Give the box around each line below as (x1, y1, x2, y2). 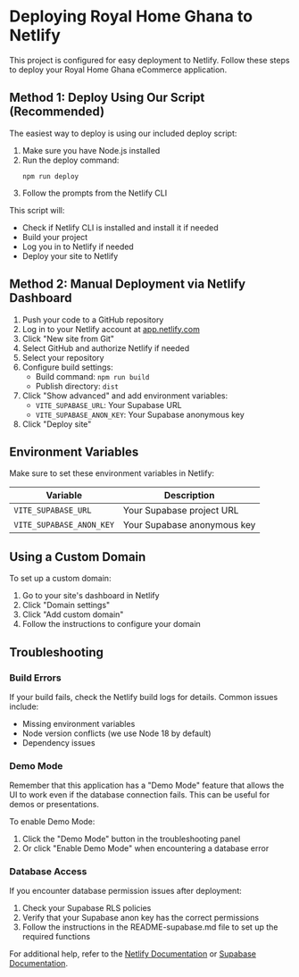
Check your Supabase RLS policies (21, 903, 152, 914)
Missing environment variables (21, 718, 136, 729)
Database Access (9, 865, 87, 878)
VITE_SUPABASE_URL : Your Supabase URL (35, 399, 182, 410)
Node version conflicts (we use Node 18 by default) (21, 728, 212, 739)
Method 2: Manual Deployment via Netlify (9, 277, 246, 292)
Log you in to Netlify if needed (21, 241, 134, 252)
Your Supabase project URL (123, 505, 239, 517)
